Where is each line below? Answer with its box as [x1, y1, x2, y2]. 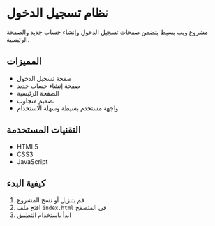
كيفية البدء [6, 177, 46, 189]
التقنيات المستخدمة [6, 124, 81, 136]
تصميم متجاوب [16, 96, 55, 105]
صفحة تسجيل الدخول [16, 74, 72, 82]
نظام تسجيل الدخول [6, 5, 109, 21]
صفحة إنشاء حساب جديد [16, 82, 81, 90]
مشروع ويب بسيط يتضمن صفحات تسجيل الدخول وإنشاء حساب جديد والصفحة [6, 28, 209, 36]
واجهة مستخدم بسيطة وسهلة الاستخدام [16, 103, 119, 112]
